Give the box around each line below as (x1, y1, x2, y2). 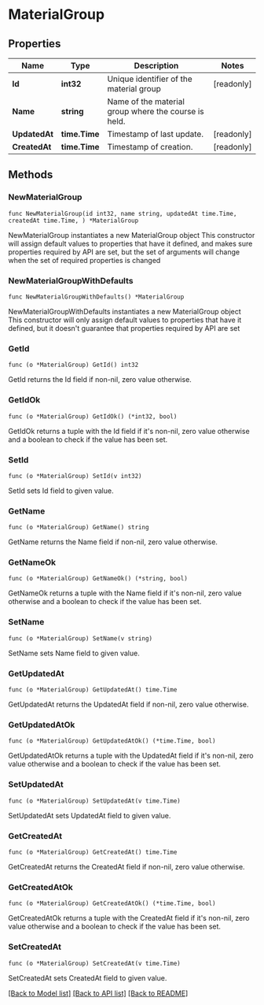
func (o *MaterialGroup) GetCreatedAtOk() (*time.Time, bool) (8, 899, 216, 907)
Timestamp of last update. (107, 128, 204, 139)
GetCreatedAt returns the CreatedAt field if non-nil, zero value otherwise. (8, 862, 245, 871)
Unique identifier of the (107, 73, 192, 84)
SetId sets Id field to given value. (8, 486, 114, 495)
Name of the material (107, 96, 185, 107)
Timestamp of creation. (107, 142, 193, 152)
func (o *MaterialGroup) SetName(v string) (8, 634, 153, 643)
